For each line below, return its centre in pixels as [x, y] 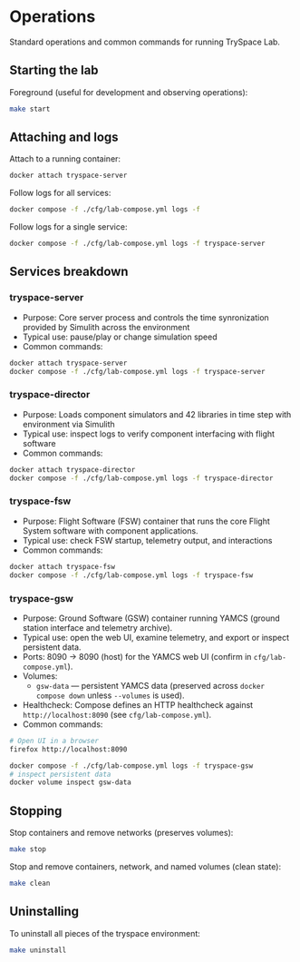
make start [30, 109]
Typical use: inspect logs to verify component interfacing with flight [148, 434]
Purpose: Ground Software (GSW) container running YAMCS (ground [151, 618]
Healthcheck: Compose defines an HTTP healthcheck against [138, 704]
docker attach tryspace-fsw [63, 566]
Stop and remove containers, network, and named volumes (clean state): [145, 866]
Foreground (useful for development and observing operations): [129, 92]
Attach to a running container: [65, 159]
